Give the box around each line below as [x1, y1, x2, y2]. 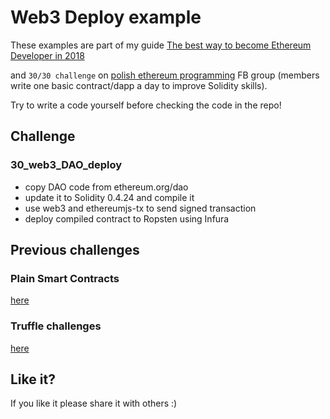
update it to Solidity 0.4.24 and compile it [24, 191, 195, 203]
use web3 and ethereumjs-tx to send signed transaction [24, 202, 257, 214]
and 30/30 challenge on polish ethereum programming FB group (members [10, 69, 320, 81]
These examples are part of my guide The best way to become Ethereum [10, 39, 312, 51]
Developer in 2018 [10, 49, 85, 61]
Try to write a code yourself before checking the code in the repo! [10, 99, 282, 111]
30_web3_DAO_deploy [10, 158, 123, 172]
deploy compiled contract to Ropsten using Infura [24, 212, 230, 225]
